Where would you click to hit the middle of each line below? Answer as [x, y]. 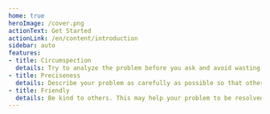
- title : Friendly [39, 90]
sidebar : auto [32, 46]
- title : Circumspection [50, 61]
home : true [27, 16]
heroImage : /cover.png [46, 23]
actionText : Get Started [50, 31]
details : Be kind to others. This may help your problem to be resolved [140, 98]
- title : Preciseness [45, 75]
